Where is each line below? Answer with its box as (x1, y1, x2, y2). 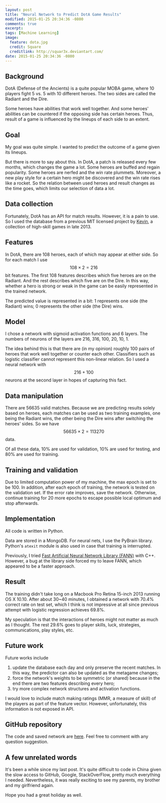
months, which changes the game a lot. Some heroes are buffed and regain (5, 164, 160, 170)
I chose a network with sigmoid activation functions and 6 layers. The (5, 331, 148, 337)
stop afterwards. (5, 500, 39, 506)
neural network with (5, 362, 46, 368)
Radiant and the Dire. (5, 96, 48, 102)
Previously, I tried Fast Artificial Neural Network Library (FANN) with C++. (5, 552, 156, 559)
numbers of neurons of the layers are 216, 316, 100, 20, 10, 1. (5, 336, 130, 342)
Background (5, 72, 44, 80)
